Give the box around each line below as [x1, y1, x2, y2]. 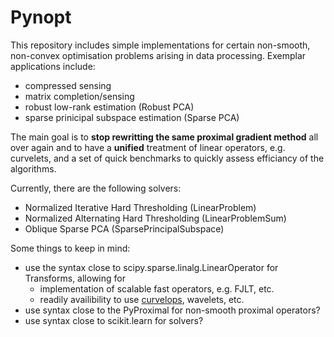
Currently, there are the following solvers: [10, 182, 182, 194]
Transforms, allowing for [24, 272, 126, 284]
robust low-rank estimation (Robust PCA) [24, 101, 195, 113]
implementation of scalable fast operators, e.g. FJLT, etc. [39, 282, 275, 295]
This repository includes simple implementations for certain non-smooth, [10, 39, 311, 51]
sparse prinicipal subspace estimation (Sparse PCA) [24, 111, 240, 123]
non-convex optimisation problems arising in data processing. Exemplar [10, 49, 307, 61]
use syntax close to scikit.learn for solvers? [24, 314, 204, 326]
